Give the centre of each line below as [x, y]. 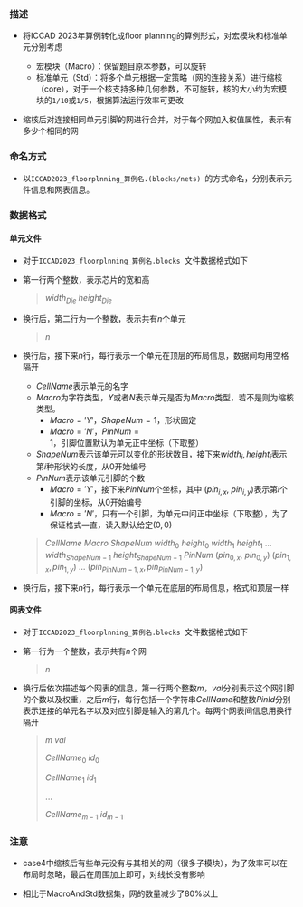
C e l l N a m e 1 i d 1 [71, 778]
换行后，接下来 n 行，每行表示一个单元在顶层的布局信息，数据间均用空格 [156, 355]
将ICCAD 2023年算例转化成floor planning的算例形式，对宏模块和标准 [151, 36]
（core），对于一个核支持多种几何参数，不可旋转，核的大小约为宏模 [161, 89]
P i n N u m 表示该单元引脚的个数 [90, 478]
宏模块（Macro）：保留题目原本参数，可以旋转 [121, 66]
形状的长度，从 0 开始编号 [100, 467]
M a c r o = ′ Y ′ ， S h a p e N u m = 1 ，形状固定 [123, 420]
